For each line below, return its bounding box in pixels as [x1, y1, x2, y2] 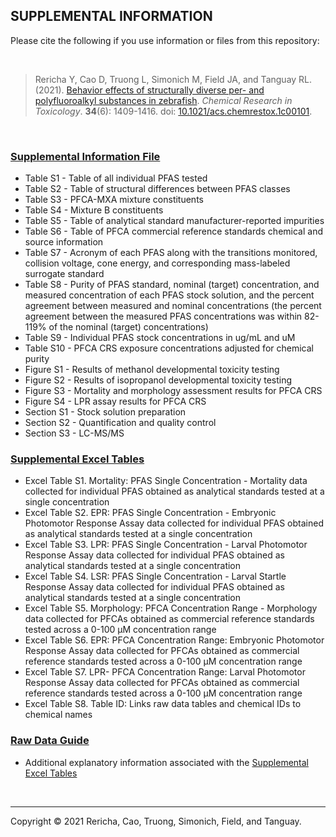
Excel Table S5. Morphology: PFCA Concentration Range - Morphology [24, 602, 318, 614]
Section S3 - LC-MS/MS [24, 427, 125, 439]
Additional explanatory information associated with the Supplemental [24, 756, 309, 768]
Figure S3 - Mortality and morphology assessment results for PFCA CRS [24, 385, 323, 397]
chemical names [24, 709, 93, 721]
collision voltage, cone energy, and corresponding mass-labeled [24, 257, 291, 269]
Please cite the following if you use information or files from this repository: [10, 34, 320, 46]
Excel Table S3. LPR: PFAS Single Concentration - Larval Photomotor [24, 539, 308, 551]
